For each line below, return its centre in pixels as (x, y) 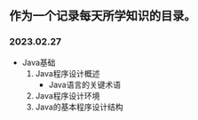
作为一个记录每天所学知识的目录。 (103, 16)
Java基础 (39, 62)
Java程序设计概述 (67, 73)
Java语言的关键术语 (85, 84)
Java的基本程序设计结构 (79, 107)
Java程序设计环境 (67, 95)
